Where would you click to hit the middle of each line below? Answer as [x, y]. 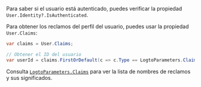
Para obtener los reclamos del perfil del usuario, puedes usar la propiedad [98, 27]
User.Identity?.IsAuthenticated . [47, 15]
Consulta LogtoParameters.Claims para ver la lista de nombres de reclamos [98, 72]
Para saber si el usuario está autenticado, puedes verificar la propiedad [94, 9]
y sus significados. [29, 77]
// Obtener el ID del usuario [44, 54]
